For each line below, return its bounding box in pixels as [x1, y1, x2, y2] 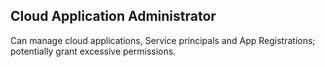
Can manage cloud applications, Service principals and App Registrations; [10, 34, 316, 46]
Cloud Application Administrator [10, 8, 217, 25]
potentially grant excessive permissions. [10, 45, 177, 57]
